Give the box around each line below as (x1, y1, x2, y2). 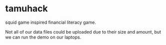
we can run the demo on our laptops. (5, 34, 81, 40)
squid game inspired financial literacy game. (5, 19, 96, 25)
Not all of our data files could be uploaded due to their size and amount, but (5, 29, 161, 35)
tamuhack (5, 3, 48, 14)
